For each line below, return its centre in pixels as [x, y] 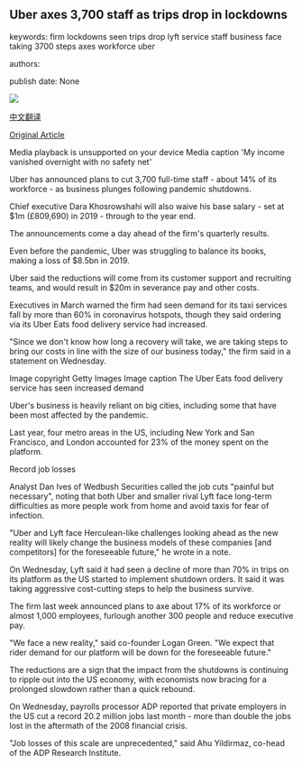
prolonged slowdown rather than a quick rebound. [102, 688]
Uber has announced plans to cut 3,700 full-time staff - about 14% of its [143, 179]
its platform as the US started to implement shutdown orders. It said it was [147, 579]
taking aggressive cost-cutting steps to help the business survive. [132, 588]
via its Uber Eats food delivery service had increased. [109, 324]
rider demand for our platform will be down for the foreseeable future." [141, 652]
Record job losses [43, 469]
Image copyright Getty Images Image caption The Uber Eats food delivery [146, 378]
